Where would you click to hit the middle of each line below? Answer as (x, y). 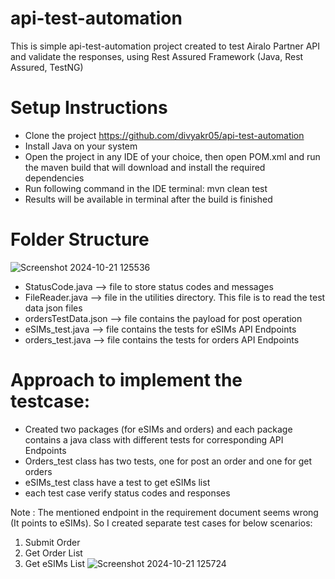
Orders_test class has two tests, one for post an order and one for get (168, 461)
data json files (53, 308)
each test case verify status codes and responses (127, 493)
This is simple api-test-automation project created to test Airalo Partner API (165, 46)
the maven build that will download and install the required (145, 167)
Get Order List (53, 553)
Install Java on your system (81, 146)
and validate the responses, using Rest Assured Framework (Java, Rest (157, 56)
